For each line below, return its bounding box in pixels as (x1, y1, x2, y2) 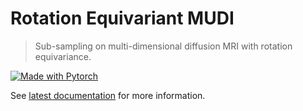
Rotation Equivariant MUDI (10, 7, 235, 30)
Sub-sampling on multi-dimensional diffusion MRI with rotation (34, 40, 293, 52)
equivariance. (34, 50, 92, 62)
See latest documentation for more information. (10, 89, 206, 101)
